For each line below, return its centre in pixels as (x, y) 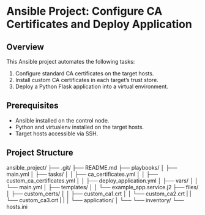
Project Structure (40, 153)
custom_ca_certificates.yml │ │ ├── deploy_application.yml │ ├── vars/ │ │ (102, 180)
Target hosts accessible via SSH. (57, 134)
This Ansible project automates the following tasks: (71, 62)
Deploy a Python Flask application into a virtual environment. (91, 86)
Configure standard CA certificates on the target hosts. (84, 74)
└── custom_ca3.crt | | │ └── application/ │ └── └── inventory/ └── (95, 200)
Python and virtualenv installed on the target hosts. (80, 127)
